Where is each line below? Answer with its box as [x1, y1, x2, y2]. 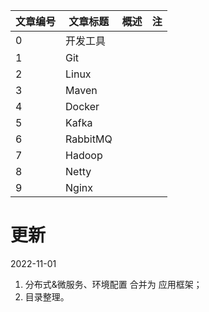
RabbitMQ [65, 132, 113, 146]
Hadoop [65, 149, 103, 162]
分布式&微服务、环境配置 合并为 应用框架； [24, 278, 203, 290]
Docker [65, 100, 100, 113]
